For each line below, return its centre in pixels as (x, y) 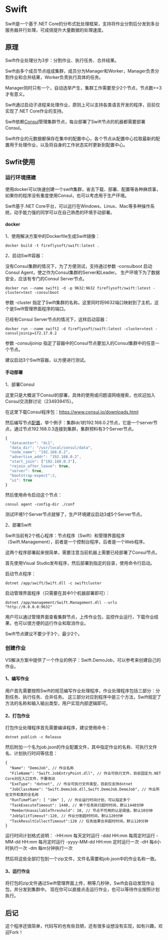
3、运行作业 (18, 871)
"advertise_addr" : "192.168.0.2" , (45, 457)
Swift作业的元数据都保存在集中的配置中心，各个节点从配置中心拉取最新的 (80, 138)
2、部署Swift (18, 525)
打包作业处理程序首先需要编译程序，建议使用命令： (58, 728)
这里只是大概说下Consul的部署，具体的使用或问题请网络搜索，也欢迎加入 (80, 395)
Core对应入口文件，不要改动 (30, 779)
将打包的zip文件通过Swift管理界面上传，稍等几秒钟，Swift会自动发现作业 (80, 883)
